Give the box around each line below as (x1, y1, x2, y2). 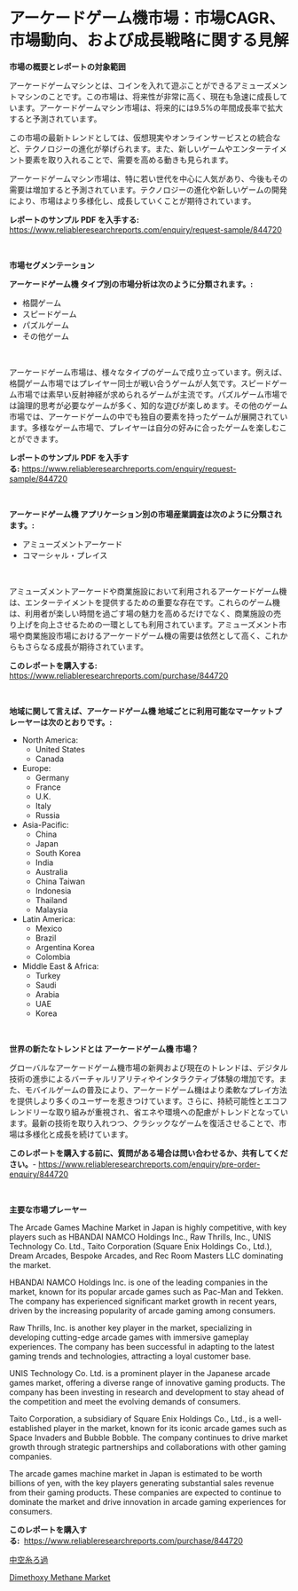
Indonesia (35, 885, 72, 896)
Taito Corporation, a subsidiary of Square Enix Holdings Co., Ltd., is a (9, 1413, 262, 1424)
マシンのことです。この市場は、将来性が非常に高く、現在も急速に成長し (16, 91, 280, 102)
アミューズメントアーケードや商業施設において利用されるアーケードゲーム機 (9, 586, 287, 596)
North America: (21, 734, 78, 745)
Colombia (35, 951, 71, 962)
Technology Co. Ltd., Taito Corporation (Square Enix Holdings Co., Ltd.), (9, 1241, 272, 1251)
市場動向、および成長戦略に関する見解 (9, 30, 290, 51)
